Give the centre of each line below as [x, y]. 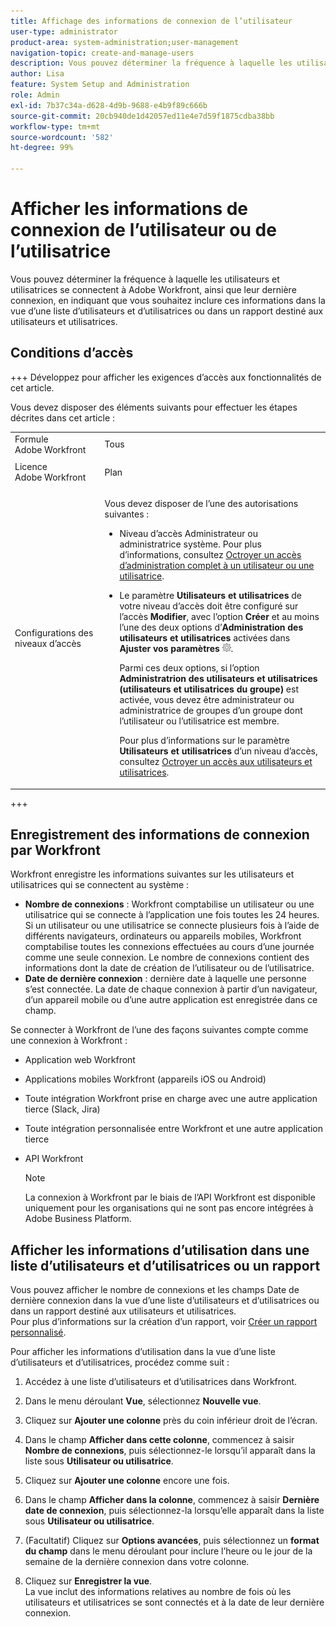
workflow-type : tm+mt [55, 126]
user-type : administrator [64, 31]
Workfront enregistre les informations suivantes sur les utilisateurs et [152, 874]
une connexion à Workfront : [69, 1041]
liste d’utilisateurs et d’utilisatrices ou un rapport [165, 1265]
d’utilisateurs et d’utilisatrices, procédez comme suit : [120, 1362]
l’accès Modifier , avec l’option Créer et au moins [219, 616]
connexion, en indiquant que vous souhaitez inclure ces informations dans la [168, 300]
